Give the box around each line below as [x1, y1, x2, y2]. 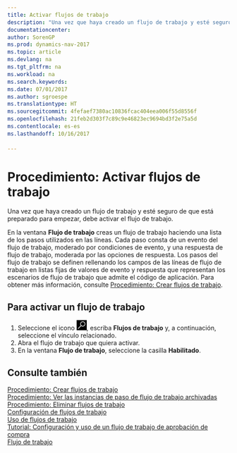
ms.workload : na [7, 70, 55, 77]
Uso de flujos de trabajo [7, 416, 78, 424]
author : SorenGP [7, 34, 55, 41]
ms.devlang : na [7, 56, 52, 63]
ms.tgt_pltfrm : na [7, 63, 61, 70]
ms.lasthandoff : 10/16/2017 [7, 130, 90, 137]
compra [7, 430, 30, 439]
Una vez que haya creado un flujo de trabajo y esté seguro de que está [7, 207, 214, 216]
